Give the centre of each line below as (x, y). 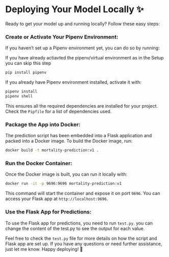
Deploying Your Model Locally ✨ (75, 9)
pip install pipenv (26, 73)
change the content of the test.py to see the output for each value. (75, 228)
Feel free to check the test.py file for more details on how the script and (81, 238)
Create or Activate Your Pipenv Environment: (62, 37)
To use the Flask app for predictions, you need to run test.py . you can (79, 223)
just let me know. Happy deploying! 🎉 (44, 249)
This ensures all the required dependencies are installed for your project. (82, 106)
